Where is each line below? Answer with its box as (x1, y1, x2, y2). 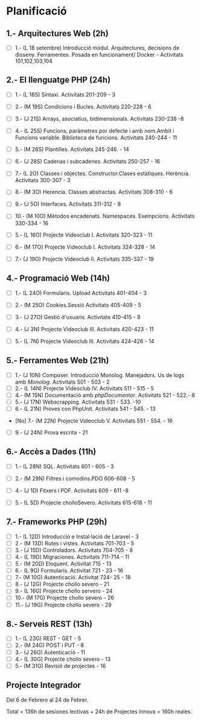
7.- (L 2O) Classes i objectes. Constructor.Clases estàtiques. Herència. (14, 170, 190, 177)
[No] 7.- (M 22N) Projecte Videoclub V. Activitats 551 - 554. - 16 (14, 417, 173, 424)
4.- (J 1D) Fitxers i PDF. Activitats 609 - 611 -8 (14, 487, 129, 494)
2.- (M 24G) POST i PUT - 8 (14, 641, 85, 649)
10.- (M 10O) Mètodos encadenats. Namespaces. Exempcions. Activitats (14, 212, 195, 220)
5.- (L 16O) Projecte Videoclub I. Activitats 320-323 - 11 (14, 231, 153, 238)
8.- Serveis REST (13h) (6, 618, 92, 629)
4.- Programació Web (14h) (6, 273, 110, 284)
